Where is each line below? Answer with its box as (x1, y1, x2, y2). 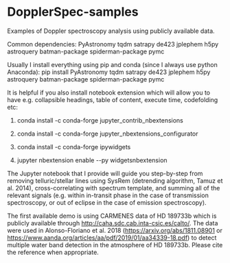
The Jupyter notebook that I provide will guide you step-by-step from (7, 169, 203, 177)
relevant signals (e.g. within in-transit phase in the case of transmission (7, 191, 209, 199)
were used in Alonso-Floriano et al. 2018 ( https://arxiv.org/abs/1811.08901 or (7, 226, 223, 234)
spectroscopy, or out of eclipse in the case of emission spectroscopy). (7, 198, 207, 206)
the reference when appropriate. (7, 248, 100, 256)
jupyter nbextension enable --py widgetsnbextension (16, 155, 168, 164)
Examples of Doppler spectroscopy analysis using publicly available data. (7, 27, 215, 35)
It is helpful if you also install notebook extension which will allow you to (7, 88, 211, 97)
